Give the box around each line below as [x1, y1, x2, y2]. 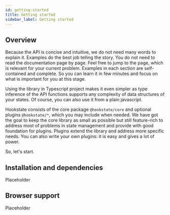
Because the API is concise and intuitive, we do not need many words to [5, 49, 156, 55]
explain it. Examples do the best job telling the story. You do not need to [5, 54, 155, 61]
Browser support [5, 191, 60, 200]
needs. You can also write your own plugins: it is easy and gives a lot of [5, 133, 155, 139]
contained [5, 70, 26, 77]
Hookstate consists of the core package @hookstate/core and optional [5, 106, 151, 113]
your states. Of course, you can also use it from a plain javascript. [5, 97, 143, 103]
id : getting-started [5, 7, 49, 13]
